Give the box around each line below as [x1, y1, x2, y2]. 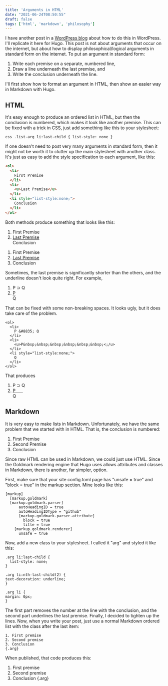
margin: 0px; [5, 594, 32, 599]
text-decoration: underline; [5, 576, 66, 581]
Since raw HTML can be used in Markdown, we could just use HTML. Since [5, 456, 160, 462]
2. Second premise [5, 637, 43, 642]
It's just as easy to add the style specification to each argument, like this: [5, 154, 155, 160]
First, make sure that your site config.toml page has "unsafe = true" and [5, 476, 153, 482]
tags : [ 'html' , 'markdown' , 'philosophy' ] [5, 21, 95, 27]
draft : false [5, 17, 32, 22]
